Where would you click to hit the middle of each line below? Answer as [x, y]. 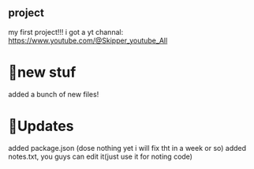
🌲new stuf [42, 72]
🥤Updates [41, 126]
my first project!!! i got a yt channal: [66, 32]
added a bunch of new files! [54, 94]
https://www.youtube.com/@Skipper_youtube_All [88, 40]
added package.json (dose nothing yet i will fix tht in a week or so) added [127, 148]
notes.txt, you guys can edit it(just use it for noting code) [101, 156]
